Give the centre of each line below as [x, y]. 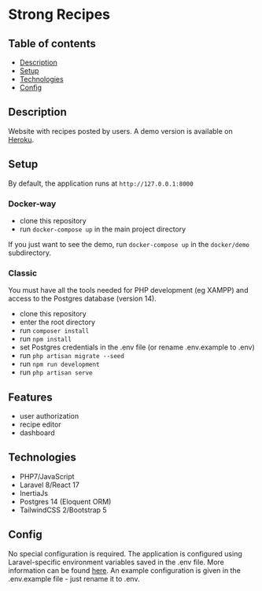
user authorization [49, 416]
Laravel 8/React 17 [50, 485]
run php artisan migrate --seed [72, 356]
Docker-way [32, 204]
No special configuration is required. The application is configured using [125, 553]
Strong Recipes [59, 15]
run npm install [46, 339]
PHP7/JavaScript [47, 476]
